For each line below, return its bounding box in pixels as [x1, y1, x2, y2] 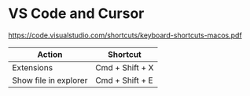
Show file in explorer [12, 75, 88, 86]
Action [37, 48, 63, 59]
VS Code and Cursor [8, 5, 145, 23]
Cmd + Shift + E [95, 75, 153, 86]
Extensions [12, 62, 53, 73]
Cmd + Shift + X [95, 62, 154, 73]
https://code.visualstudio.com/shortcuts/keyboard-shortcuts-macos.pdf [8, 30, 242, 40]
